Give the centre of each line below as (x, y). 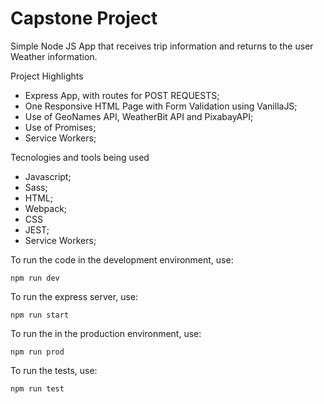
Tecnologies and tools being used (80, 157)
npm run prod (37, 352)
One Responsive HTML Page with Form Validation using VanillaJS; (161, 106)
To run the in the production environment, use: (106, 333)
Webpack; (46, 208)
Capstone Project (84, 18)
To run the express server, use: (74, 296)
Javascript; (48, 176)
